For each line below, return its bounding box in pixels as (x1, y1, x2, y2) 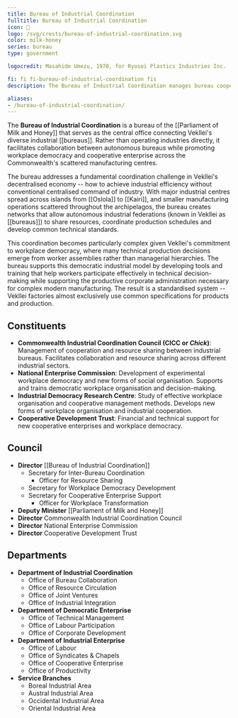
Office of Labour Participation (28, 621, 115, 629)
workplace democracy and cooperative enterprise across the (7, 151, 186, 160)
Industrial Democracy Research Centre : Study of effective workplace (17, 392, 222, 400)
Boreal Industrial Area (28, 681, 92, 690)
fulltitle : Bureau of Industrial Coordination (7, 17, 147, 24)
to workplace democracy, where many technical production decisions (7, 246, 211, 255)
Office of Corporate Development (28, 629, 126, 637)
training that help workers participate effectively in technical (7, 269, 183, 277)
